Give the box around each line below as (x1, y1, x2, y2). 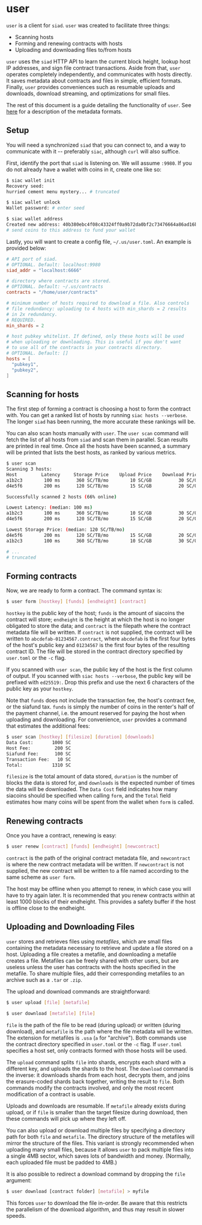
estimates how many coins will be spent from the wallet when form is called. (6, 798, 194, 805)
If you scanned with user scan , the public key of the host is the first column (6, 666, 192, 673)
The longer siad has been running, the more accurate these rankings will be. (6, 418, 195, 426)
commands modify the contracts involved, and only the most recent (6, 1084, 174, 1091)
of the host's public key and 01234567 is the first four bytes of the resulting (6, 642, 190, 649)
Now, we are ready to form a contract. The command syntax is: (6, 587, 162, 594)
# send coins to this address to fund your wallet (6, 227, 136, 233)
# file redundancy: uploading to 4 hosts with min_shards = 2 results (6, 306, 187, 312)
